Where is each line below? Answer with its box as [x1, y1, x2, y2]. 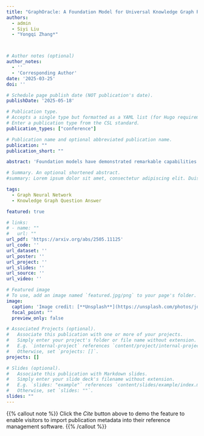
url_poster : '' [6, 253, 45, 260]
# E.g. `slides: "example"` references [6, 382, 113, 388]
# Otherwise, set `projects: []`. [6, 348, 99, 355]
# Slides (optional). [6, 365, 61, 371]
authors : [6, 15, 29, 21]
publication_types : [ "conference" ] [6, 126, 97, 132]
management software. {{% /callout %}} [6, 423, 107, 430]
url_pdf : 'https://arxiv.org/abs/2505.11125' [6, 236, 123, 243]
